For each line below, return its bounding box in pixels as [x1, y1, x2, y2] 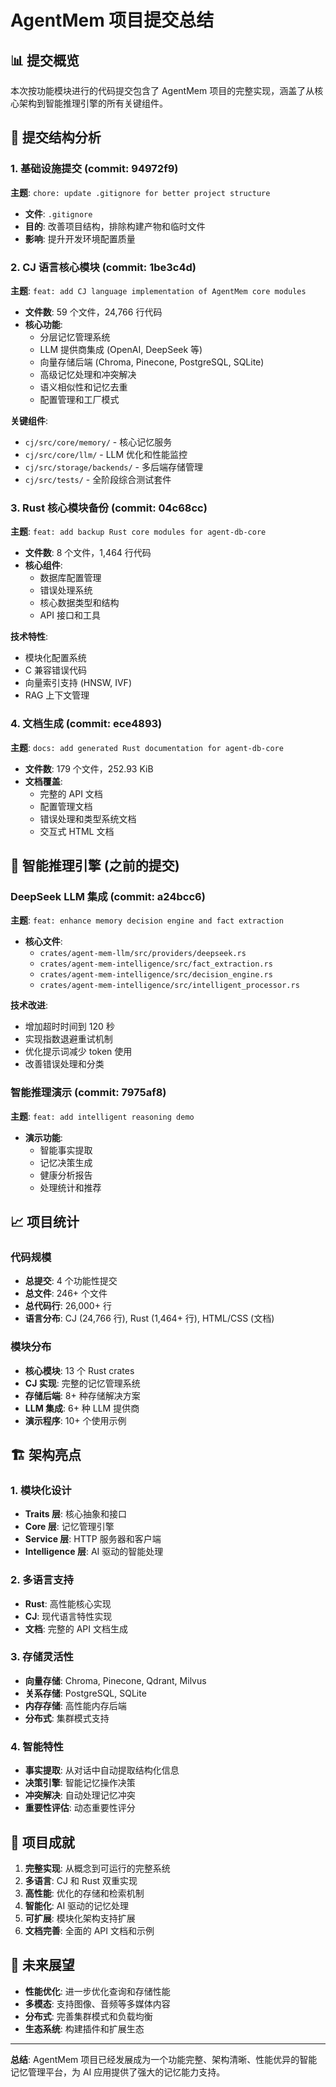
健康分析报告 [39, 1169, 93, 1181]
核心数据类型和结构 [39, 597, 120, 609]
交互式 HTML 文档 [39, 825, 115, 837]
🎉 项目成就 [10, 1834, 75, 1851]
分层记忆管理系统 [39, 331, 111, 343]
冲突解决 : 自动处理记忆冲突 [24, 1789, 136, 1801]
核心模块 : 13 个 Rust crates [24, 1364, 135, 1376]
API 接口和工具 [39, 609, 101, 621]
